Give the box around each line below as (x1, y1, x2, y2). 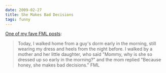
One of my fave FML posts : (5, 31, 62, 37)
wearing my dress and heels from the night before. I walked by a (17, 46, 153, 52)
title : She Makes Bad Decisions (5, 12, 74, 17)
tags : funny (5, 17, 30, 22)
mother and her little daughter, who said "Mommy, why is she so (17, 51, 152, 57)
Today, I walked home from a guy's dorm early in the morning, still (17, 41, 156, 47)
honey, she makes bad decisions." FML (17, 62, 100, 68)
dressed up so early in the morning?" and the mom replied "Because (17, 57, 161, 63)
